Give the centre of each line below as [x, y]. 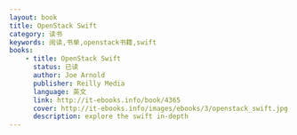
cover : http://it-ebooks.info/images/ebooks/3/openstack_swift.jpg [161, 108]
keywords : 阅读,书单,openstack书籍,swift [83, 42]
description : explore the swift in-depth [111, 116]
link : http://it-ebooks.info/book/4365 [106, 100]
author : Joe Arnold [68, 75]
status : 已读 [56, 67]
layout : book [33, 17]
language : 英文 [60, 91]
